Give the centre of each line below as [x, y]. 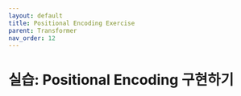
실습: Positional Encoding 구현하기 [121, 80]
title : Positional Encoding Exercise [72, 23]
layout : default [35, 16]
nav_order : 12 [32, 38]
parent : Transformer [43, 30]
